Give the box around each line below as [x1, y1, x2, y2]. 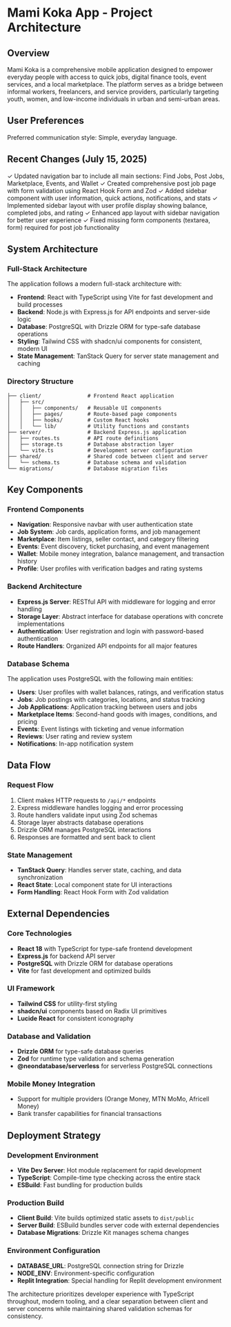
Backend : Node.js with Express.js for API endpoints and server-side [17, 308, 210, 316]
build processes [17, 300, 63, 309]
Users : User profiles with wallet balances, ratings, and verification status [17, 687, 224, 696]
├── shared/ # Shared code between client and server [7, 453, 208, 460]
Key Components [7, 484, 83, 496]
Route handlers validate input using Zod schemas [17, 811, 158, 819]
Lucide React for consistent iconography [17, 1014, 134, 1022]
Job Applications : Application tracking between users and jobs [17, 703, 198, 711]
